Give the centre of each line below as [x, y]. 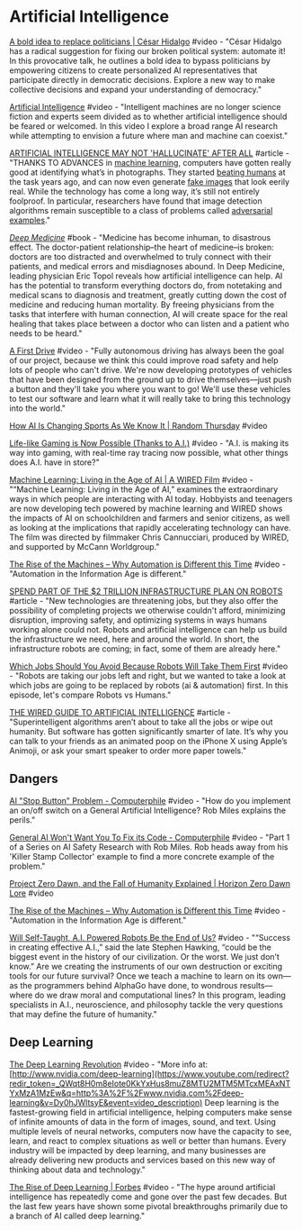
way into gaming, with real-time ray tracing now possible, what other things [149, 452]
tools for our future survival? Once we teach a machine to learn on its [138, 976]
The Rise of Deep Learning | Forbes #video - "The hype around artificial [142, 1187]
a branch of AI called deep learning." [77, 1216]
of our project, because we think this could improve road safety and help [144, 360]
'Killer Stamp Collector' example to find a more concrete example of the [142, 856]
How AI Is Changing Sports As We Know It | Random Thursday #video [138, 425]
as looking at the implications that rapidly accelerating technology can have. [150, 527]
